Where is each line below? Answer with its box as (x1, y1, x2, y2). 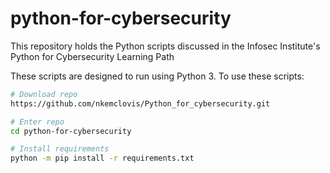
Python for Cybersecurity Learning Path (10, 50, 175, 62)
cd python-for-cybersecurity (10, 126, 132, 136)
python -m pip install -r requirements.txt (10, 153, 195, 164)
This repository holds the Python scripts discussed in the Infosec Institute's (10, 40, 321, 52)
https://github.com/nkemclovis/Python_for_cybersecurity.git (10, 98, 271, 109)
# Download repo (10, 89, 78, 99)
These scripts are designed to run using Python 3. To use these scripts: (10, 70, 305, 82)
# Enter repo (10, 117, 65, 127)
